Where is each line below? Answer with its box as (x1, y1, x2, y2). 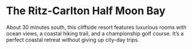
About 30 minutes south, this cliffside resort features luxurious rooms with (6, 24, 187, 31)
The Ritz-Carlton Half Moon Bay (6, 4, 166, 18)
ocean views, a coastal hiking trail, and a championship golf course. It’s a (6, 30, 184, 37)
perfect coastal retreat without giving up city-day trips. (6, 36, 139, 43)
